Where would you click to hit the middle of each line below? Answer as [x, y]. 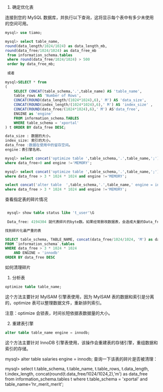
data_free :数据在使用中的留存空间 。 [39, 145]
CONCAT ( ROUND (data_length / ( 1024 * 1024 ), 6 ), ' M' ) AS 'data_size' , [80, 100]
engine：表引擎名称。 [24, 150]
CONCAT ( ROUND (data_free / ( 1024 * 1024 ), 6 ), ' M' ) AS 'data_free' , [77, 109]
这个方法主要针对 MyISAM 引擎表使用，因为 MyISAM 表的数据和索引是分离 [80, 297]
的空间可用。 [18, 24]
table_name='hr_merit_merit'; [34, 384]
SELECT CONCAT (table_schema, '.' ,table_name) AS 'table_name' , [78, 91]
